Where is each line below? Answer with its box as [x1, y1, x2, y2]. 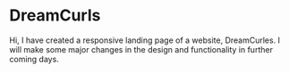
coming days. [9, 53, 60, 64]
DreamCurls [9, 5, 101, 26]
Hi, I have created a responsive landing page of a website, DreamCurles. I [9, 35, 280, 45]
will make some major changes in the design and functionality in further [9, 44, 273, 54]
